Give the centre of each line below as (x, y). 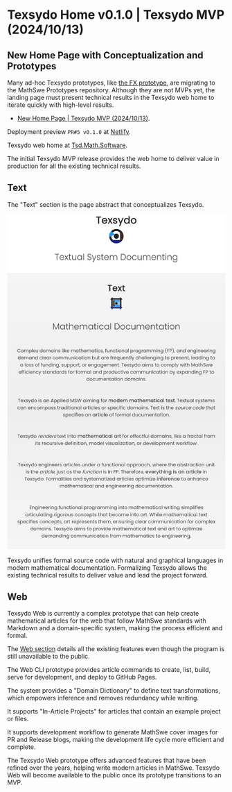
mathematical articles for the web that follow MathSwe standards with (107, 621)
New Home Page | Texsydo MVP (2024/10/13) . (83, 118)
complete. (21, 747)
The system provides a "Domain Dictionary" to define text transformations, (114, 691)
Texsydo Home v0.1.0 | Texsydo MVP (116, 15)
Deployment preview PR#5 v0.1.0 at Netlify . (69, 132)
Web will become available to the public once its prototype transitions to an (114, 775)
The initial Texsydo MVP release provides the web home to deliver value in (113, 159)
